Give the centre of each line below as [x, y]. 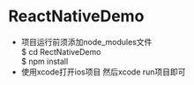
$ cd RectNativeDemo [61, 51]
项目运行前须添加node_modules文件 [86, 42]
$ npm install [45, 61]
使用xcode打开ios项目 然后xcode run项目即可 [103, 72]
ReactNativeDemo [76, 16]
